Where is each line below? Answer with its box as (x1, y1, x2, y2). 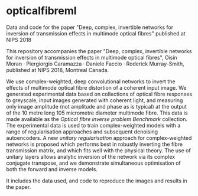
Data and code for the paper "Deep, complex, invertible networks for (6, 24, 174, 31)
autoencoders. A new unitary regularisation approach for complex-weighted (6, 134, 192, 141)
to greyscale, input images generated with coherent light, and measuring (6, 96, 183, 104)
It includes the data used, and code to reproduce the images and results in (6, 177, 187, 184)
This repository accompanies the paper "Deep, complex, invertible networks (6, 47, 192, 54)
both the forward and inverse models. (6, 165, 98, 172)
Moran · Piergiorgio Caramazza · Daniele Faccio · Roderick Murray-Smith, (6, 60, 184, 67)
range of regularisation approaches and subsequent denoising (6, 128, 158, 135)
